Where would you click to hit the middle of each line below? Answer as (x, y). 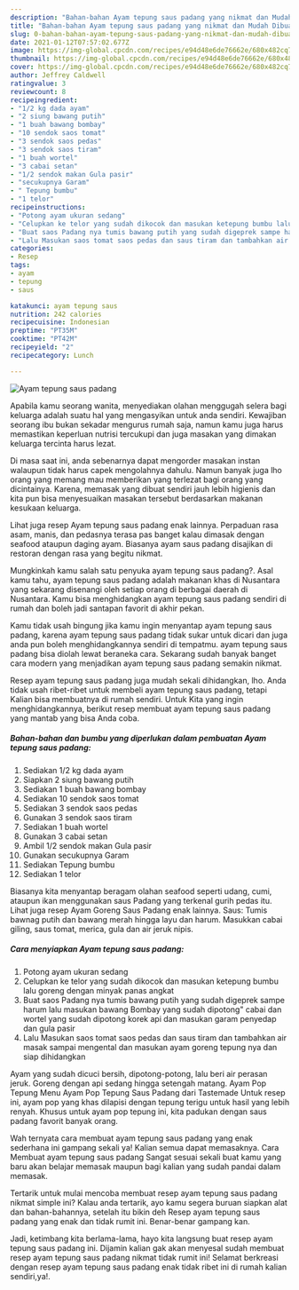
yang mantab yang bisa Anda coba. (75, 718)
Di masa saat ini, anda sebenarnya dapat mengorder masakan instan (135, 460)
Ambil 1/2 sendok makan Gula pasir (87, 845)
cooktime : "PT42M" (44, 339)
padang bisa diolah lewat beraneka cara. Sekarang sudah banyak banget (143, 653)
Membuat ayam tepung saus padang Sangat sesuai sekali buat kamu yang (146, 1157)
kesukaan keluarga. (46, 508)
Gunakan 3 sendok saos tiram (77, 817)
